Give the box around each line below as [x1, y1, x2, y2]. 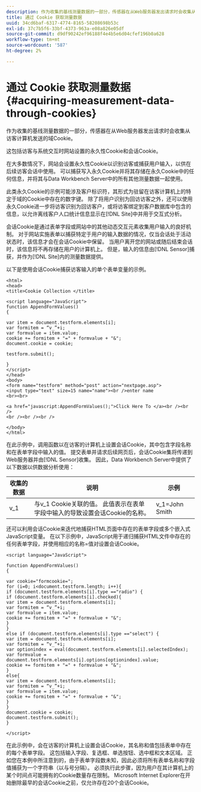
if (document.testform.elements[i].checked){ [6, 594, 121, 600]
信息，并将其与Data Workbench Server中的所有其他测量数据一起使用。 [11, 175, 186, 182]
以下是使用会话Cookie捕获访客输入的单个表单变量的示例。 [6, 265, 150, 273]
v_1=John [156, 500, 184, 508]
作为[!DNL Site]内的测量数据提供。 [22, 253, 106, 260]
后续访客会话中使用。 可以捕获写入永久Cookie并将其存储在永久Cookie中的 [6, 167, 190, 174]
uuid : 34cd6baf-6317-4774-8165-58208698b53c [6, 20, 119, 26]
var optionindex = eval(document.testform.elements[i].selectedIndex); [6, 646, 188, 652]
